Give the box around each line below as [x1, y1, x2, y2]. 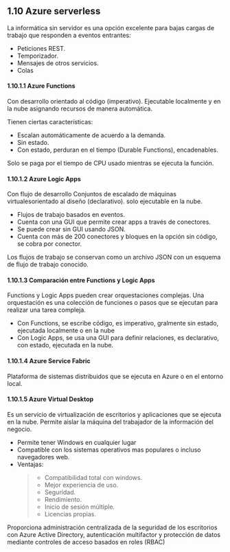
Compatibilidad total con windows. [44, 473, 143, 481]
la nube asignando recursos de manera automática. [7, 104, 153, 113]
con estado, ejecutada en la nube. [16, 341, 114, 349]
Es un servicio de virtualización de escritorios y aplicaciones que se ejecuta [7, 410, 222, 418]
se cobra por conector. [16, 240, 82, 248]
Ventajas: [16, 460, 44, 468]
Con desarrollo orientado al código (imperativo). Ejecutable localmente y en [7, 97, 221, 106]
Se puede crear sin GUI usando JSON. [16, 225, 126, 233]
